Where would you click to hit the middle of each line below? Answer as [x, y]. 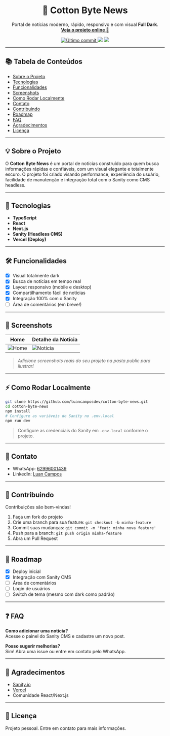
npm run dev [18, 421]
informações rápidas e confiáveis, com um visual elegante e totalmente [79, 169]
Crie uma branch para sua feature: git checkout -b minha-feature [82, 522]
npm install [18, 411]
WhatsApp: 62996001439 [39, 469]
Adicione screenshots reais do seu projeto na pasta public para [84, 361]
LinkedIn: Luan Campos [37, 474]
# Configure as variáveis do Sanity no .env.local [60, 416]
